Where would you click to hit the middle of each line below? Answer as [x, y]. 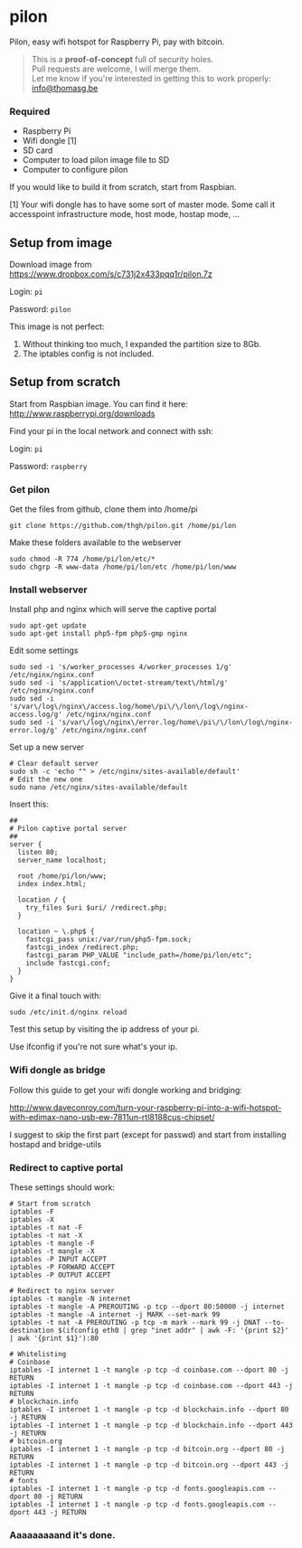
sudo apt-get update [48, 626]
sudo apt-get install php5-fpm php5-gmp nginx [99, 634]
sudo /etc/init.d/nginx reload [68, 1013]
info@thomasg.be [65, 88]
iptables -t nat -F [46, 1228]
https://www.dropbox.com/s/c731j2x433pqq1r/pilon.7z [111, 274]
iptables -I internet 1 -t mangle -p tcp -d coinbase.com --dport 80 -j [149, 1370]
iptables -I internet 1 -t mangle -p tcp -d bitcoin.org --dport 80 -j [147, 1449]
